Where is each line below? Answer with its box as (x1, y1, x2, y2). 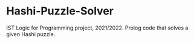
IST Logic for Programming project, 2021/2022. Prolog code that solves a (6, 24, 189, 31)
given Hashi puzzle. (6, 30, 56, 37)
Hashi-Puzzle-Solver (6, 4, 114, 18)
